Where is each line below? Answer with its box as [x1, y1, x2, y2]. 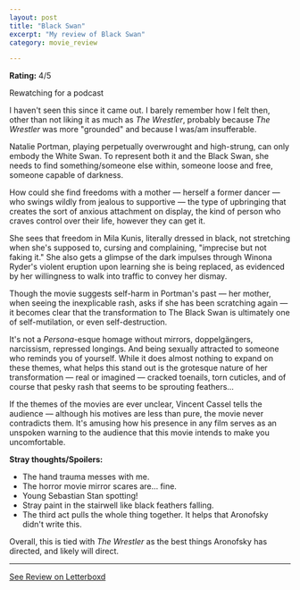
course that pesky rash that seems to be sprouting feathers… [9, 382, 235, 392]
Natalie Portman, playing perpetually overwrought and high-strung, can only [9, 141, 290, 152]
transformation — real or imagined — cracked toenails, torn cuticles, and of [9, 372, 287, 383]
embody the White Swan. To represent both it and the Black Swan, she [9, 151, 270, 162]
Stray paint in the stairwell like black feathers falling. [21, 500, 214, 510]
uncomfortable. [9, 437, 66, 448]
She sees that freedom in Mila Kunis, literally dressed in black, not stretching [9, 233, 291, 244]
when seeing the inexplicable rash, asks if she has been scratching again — [9, 298, 288, 308]
